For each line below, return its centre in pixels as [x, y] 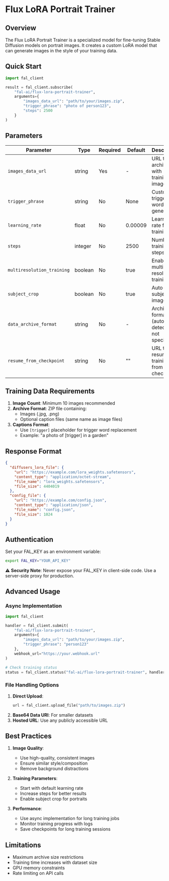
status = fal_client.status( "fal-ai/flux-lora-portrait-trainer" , [76, 672]
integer [83, 246]
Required [110, 150]
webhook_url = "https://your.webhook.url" [57, 654]
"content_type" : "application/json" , [54, 505]
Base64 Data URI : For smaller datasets [53, 715]
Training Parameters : [35, 778]
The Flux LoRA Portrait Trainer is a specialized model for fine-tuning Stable [83, 40]
